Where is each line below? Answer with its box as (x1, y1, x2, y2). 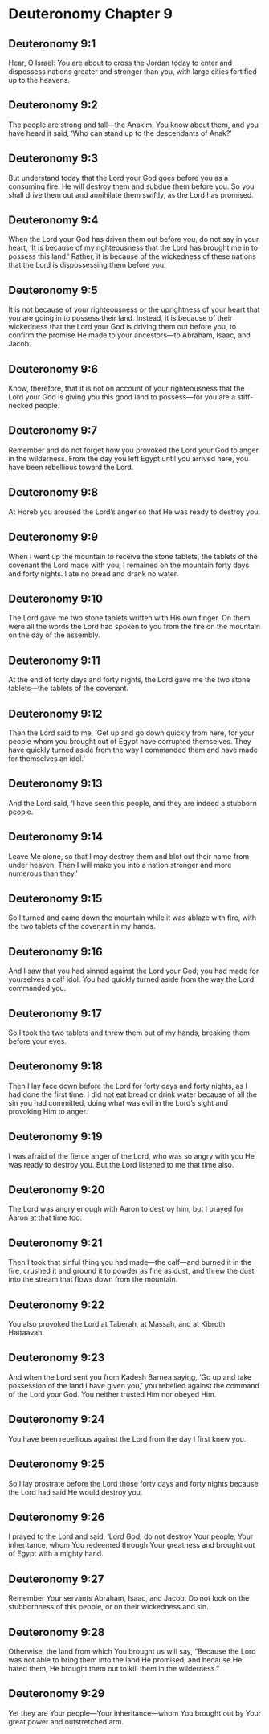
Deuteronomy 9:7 (8, 423, 98, 438)
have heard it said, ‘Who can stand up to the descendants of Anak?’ (8, 128, 232, 137)
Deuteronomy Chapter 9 (8, 5, 173, 23)
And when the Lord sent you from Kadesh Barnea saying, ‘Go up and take (8, 1372, 252, 1382)
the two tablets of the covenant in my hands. (8, 922, 156, 931)
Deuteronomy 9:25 (8, 1458, 104, 1471)
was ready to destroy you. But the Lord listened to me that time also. (8, 1159, 234, 1169)
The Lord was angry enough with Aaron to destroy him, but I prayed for (8, 1204, 244, 1214)
